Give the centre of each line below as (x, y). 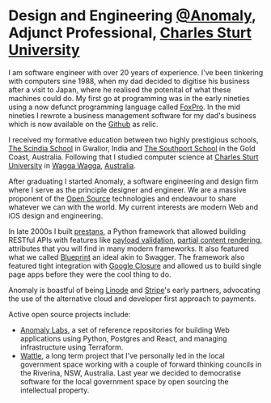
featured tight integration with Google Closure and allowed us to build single (135, 265)
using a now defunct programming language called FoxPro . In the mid (125, 107)
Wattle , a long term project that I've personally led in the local (122, 355)
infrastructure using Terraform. (72, 347)
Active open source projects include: (70, 314)
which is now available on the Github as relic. (84, 124)
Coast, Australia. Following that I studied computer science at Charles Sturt (133, 157)
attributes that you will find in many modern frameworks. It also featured (129, 248)
